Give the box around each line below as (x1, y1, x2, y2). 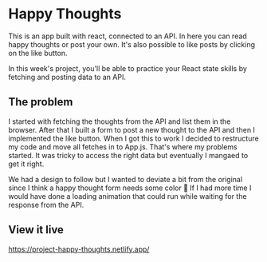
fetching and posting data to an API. (8, 72, 126, 81)
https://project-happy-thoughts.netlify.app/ (8, 244, 150, 254)
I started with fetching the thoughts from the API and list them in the (8, 117, 231, 126)
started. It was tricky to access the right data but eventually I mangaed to (8, 150, 249, 160)
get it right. (8, 159, 45, 169)
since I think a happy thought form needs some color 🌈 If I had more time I (8, 183, 252, 193)
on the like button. (8, 48, 68, 58)
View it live (8, 223, 64, 236)
